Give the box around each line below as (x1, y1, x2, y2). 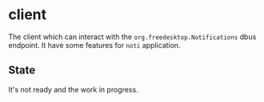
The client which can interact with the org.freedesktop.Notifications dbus (8, 32, 257, 41)
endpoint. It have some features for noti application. (8, 40, 182, 49)
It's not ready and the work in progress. (8, 84, 138, 94)
